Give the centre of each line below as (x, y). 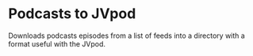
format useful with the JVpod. (57, 43)
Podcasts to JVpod (72, 14)
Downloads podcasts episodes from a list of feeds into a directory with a (127, 35)
